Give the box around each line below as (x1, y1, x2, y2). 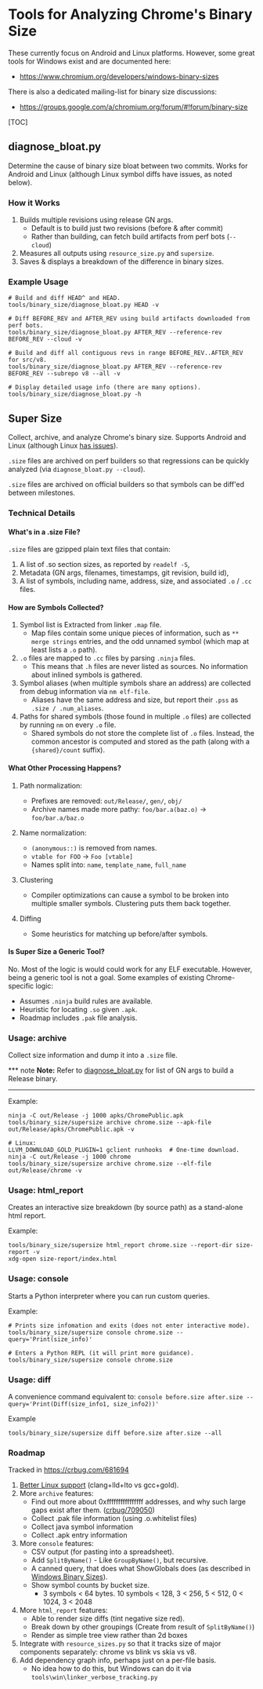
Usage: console (8, 1274, 69, 1285)
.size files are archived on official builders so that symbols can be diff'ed (8, 480, 245, 489)
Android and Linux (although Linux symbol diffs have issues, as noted (8, 169, 232, 178)
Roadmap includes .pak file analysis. (19, 1013, 138, 1022)
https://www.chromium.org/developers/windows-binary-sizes (19, 71, 219, 81)
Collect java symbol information (31, 1522, 134, 1532)
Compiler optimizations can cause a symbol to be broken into (31, 890, 229, 900)
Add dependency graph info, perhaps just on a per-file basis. (19, 1655, 217, 1665)
